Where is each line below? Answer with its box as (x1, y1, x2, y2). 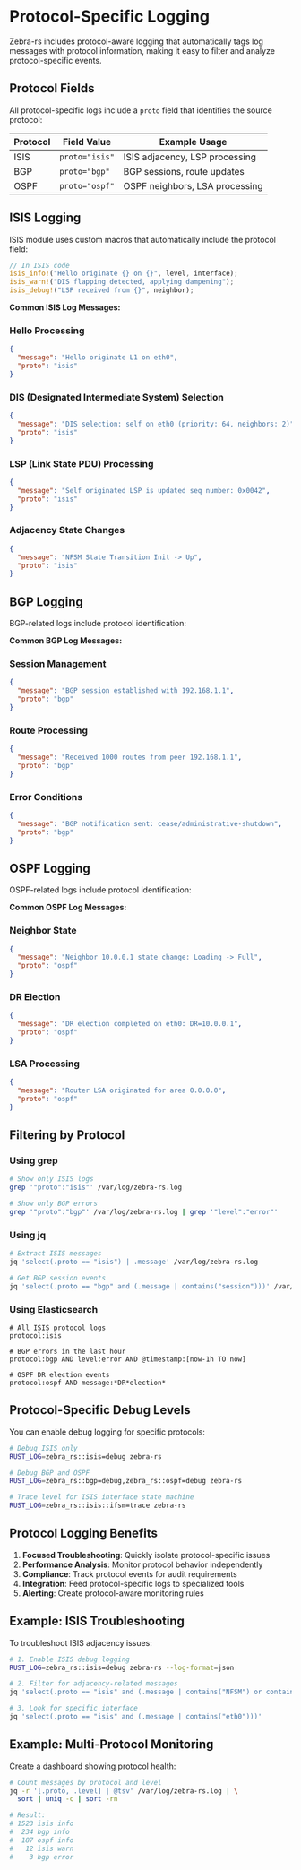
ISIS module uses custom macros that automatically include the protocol (9, 234, 276, 245)
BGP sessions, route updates (123, 165, 245, 177)
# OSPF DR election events (9, 1370, 110, 1379)
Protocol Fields (9, 81, 96, 96)
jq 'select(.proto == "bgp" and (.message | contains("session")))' (9, 1281, 271, 1291)
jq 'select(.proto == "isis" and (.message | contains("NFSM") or (9, 1687, 262, 1697)
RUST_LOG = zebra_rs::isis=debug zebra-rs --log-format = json (9, 1663, 235, 1672)
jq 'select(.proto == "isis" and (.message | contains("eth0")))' (9, 1712, 262, 1721)
